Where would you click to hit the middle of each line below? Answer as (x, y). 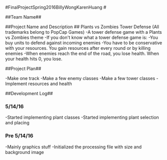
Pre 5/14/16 (19, 136)
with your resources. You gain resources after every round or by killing (78, 48)
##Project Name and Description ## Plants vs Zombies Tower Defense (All (82, 27)
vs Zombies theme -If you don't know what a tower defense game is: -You (81, 37)
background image (25, 152)
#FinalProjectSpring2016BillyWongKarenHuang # (56, 7)
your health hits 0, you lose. (34, 59)
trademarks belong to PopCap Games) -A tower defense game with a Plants (83, 32)
